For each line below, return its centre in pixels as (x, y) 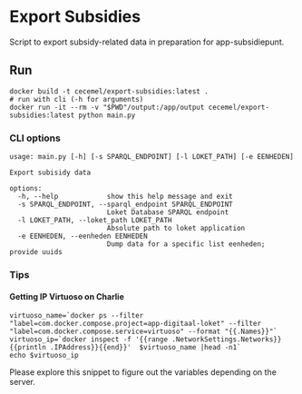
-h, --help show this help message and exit (125, 197)
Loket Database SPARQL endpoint (168, 212)
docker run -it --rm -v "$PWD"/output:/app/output (107, 107)
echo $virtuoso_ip (44, 356)
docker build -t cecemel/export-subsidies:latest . (109, 91)
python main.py (107, 115)
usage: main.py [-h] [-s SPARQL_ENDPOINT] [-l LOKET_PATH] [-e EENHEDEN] (152, 157)
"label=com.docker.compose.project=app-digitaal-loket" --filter (135, 324)
